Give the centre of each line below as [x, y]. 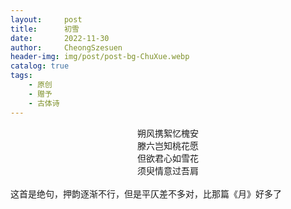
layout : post [46, 19]
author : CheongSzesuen [66, 47]
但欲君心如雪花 [168, 158]
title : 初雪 [45, 29]
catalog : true [40, 66]
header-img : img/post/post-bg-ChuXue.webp [100, 57]
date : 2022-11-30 [60, 38]
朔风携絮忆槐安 [168, 133]
